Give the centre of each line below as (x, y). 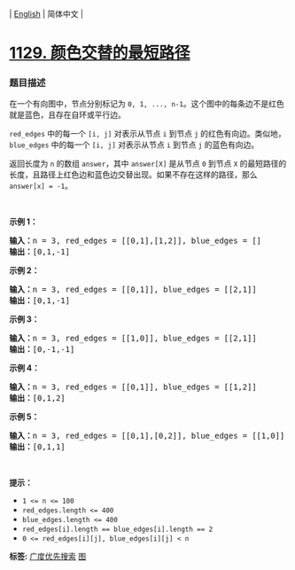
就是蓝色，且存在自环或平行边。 (67, 115)
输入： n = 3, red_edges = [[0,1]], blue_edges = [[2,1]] (133, 290)
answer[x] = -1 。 (41, 186)
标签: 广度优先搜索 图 (48, 557)
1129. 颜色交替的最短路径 (100, 53)
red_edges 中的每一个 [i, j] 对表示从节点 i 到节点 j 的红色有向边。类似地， (147, 134)
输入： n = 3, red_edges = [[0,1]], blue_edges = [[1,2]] (133, 387)
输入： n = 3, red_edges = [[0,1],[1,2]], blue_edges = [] (136, 241)
